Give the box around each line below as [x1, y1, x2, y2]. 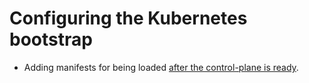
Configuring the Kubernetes [9, 7, 248, 30]
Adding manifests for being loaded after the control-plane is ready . [23, 61, 299, 73]
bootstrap [9, 28, 93, 51]
